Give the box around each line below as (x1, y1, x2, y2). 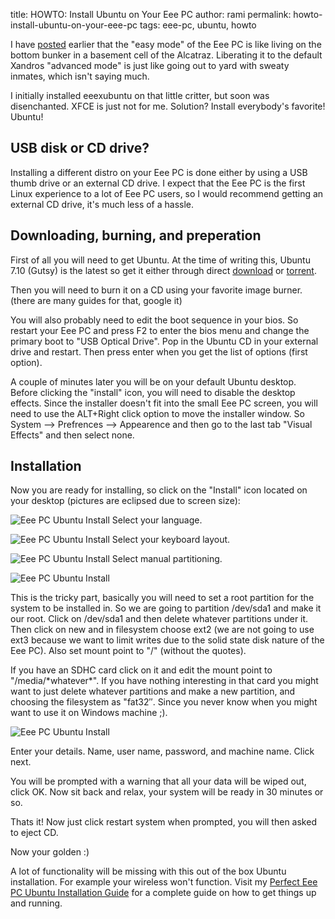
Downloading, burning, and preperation (10, 227, 262, 244)
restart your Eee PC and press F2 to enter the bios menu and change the (10, 324, 310, 336)
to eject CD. (10, 827, 59, 839)
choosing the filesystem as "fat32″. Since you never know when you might (10, 696, 318, 708)
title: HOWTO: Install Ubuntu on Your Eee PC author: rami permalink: (10, 9, 292, 20)
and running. (10, 897, 63, 909)
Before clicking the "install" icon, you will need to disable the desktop (10, 386, 296, 398)
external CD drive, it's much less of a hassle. (10, 198, 195, 210)
